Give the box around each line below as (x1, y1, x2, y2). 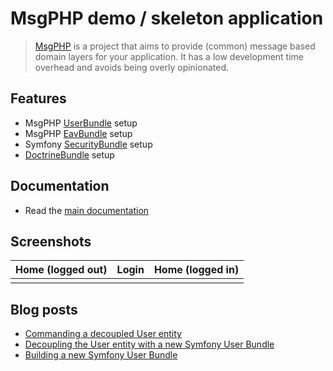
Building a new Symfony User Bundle (24, 349, 178, 361)
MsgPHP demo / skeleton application (10, 7, 324, 30)
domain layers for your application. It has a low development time (34, 50, 304, 62)
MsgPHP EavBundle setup (24, 127, 133, 139)
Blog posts (10, 301, 78, 318)
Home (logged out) (15, 263, 108, 277)
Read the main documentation (24, 204, 150, 216)
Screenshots (10, 233, 92, 250)
